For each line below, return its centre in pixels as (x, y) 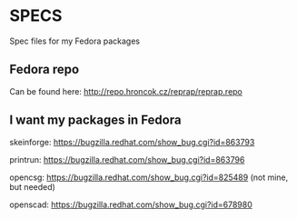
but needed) (33, 186)
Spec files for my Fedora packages (75, 41)
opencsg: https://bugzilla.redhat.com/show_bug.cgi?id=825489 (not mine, (149, 177)
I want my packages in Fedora (95, 120)
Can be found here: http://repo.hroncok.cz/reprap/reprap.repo (126, 91)
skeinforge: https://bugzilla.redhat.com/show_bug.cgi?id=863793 (132, 142)
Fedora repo (45, 70)
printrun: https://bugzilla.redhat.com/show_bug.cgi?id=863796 (127, 159)
